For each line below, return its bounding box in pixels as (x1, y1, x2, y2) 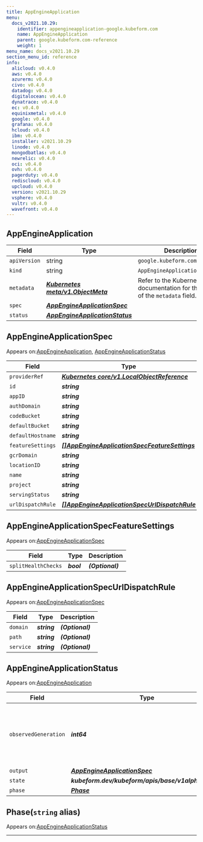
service (9, 643, 31, 650)
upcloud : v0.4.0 (11, 184, 53, 190)
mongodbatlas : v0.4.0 (11, 150, 66, 156)
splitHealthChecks (9, 562, 62, 569)
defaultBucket (9, 422, 50, 429)
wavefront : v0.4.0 (11, 206, 59, 212)
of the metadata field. (138, 291, 197, 300)
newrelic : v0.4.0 (11, 155, 56, 161)
